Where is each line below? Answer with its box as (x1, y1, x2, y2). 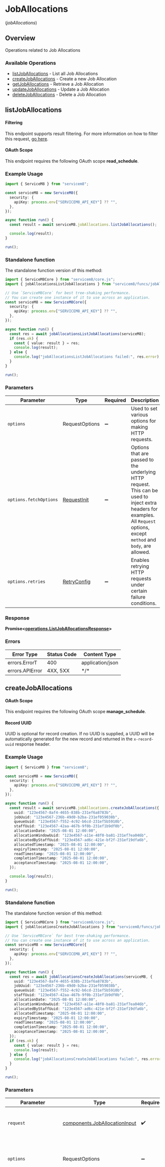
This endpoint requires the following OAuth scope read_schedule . (5, 158, 139, 164)
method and (131, 536, 156, 543)
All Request (131, 517, 156, 524)
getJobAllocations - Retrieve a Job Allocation (12, 81, 104, 87)
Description (131, 397, 159, 404)
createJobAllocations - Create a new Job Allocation (12, 76, 117, 82)
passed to (131, 456, 154, 463)
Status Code (47, 651, 77, 657)
